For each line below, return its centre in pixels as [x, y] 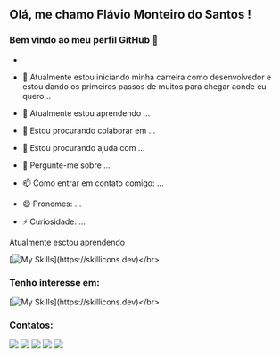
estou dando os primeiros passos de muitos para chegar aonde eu [144, 86]
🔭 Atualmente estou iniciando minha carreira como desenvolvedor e [147, 77]
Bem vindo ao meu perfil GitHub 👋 [84, 40]
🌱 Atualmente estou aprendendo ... [86, 113]
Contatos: [31, 325]
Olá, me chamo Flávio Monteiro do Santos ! [131, 15]
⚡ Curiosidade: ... [54, 221]
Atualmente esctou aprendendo [67, 242]
